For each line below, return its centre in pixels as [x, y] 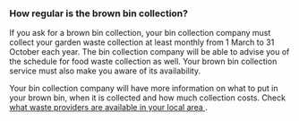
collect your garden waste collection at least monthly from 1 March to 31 [142, 42]
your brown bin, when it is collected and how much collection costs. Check [148, 98]
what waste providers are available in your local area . [108, 108]
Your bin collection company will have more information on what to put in [144, 89]
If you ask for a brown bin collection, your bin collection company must [140, 33]
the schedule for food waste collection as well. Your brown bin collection [143, 62]
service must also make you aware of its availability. [105, 71]
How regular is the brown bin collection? [98, 13]
